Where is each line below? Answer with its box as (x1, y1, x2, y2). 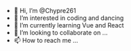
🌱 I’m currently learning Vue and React (13, 21, 125, 29)
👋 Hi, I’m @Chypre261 (13, 7, 76, 14)
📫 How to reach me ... (13, 37, 78, 44)
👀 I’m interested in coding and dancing (13, 14, 124, 22)
